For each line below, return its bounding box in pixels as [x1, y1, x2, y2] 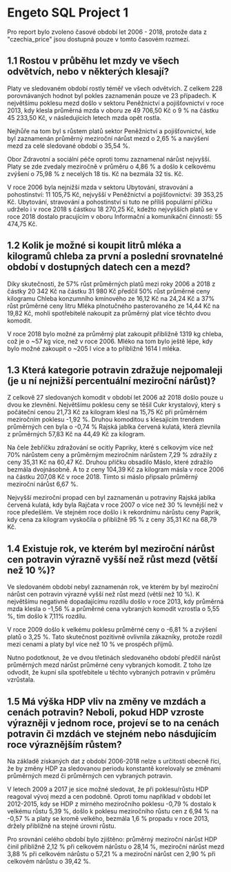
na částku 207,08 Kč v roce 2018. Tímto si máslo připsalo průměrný [7, 473, 199, 481]
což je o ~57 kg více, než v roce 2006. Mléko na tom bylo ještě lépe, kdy [7, 337, 213, 345]
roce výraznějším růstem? [7, 739, 122, 750]
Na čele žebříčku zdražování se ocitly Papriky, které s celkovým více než [7, 443, 214, 452]
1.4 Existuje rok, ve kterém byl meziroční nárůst [7, 543, 215, 554]
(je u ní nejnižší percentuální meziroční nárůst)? [7, 375, 216, 387]
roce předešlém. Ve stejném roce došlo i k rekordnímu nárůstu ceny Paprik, [7, 508, 221, 516]
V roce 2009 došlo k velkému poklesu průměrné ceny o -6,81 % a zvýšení [7, 626, 217, 634]
